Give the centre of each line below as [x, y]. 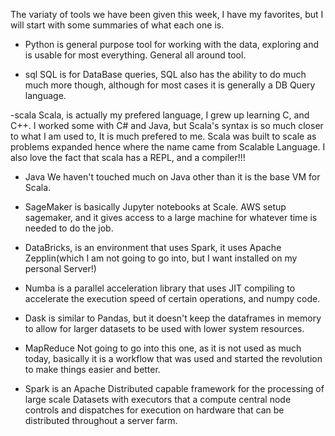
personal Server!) [60, 268]
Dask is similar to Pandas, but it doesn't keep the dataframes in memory [173, 318]
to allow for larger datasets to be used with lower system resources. [164, 328]
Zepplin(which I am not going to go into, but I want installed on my [161, 258]
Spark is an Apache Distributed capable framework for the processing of [174, 388]
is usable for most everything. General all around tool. [135, 55]
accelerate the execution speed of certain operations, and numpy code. [172, 298]
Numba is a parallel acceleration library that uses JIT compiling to [160, 288]
